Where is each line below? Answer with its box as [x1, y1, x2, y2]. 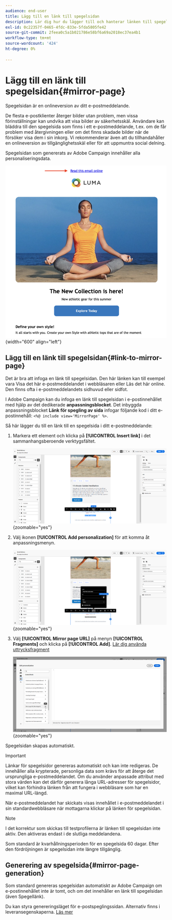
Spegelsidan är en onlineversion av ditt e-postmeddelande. [5, 102, 130, 109]
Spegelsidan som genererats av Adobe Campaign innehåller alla [5, 150, 141, 156]
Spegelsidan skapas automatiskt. [5, 742, 75, 749]
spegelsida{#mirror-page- [53, 861, 140, 870]
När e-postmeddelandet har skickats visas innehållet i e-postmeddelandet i [5, 800, 164, 806]
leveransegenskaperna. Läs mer [5, 909, 73, 915]
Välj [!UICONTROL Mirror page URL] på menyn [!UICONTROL [12, 635, 143, 642]
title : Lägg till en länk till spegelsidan [5, 13, 100, 19]
